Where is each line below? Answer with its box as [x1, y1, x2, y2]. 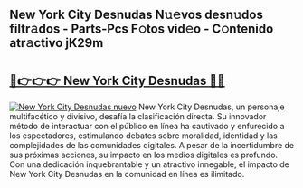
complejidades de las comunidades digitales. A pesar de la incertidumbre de [9, 140, 295, 150]
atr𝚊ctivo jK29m [9, 35, 104, 51]
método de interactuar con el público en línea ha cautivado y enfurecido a [9, 121, 285, 131]
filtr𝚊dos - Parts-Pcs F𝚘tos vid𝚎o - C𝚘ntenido [9, 22, 274, 37]
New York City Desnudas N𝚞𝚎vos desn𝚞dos [9, 7, 264, 23]
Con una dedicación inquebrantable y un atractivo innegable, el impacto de [9, 159, 289, 170]
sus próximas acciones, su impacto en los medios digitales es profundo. [9, 149, 279, 160]
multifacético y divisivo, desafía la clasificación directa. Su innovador [9, 111, 267, 121]
